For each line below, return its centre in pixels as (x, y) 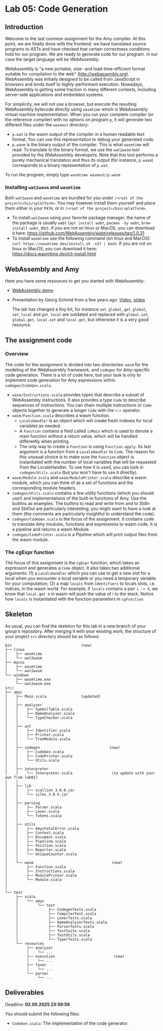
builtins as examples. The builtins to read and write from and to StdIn (81, 503)
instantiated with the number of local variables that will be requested (88, 462)
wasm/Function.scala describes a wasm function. (61, 415)
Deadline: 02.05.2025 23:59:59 (37, 1004)
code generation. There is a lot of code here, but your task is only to (73, 375)
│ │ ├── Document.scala (36, 837)
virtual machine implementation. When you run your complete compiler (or (79, 114)
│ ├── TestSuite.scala (53, 931)
